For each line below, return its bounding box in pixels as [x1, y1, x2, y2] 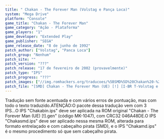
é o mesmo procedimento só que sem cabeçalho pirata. [5, 128, 118, 134]
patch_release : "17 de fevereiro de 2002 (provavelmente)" [5, 66, 128, 71]
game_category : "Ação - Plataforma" [5, 25, 80, 30]
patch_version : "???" [5, 61, 49, 66]
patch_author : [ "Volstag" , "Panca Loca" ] [5, 48, 91, 52]
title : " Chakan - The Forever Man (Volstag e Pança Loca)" [5, 7, 130, 12]
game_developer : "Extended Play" [5, 35, 73, 39]
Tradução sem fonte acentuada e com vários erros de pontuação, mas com [5, 97, 157, 103]
